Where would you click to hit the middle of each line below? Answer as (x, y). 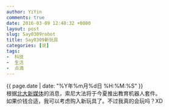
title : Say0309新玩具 (32, 40)
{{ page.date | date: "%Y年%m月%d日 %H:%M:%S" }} (75, 86)
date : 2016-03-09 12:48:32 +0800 (49, 23)
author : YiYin (24, 12)
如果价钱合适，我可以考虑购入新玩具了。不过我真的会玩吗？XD (84, 101)
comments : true (26, 18)
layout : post (23, 29)
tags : (13, 51)
